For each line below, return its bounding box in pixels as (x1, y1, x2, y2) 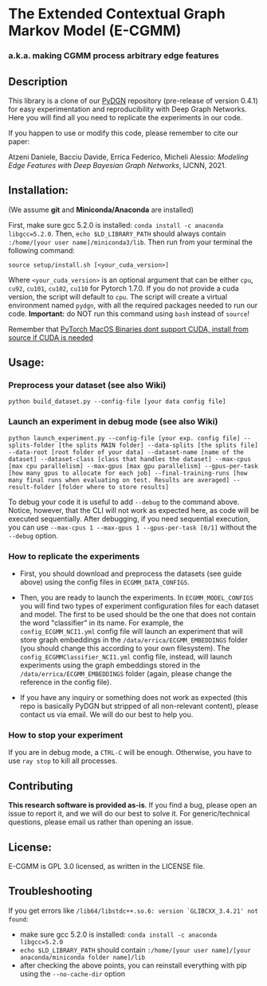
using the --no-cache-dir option (19, 968, 126, 978)
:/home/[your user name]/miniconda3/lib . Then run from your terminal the (8, 237, 253, 247)
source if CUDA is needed (8, 332, 94, 342)
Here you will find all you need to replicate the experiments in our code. (8, 112, 243, 122)
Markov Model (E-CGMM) (8, 22, 182, 40)
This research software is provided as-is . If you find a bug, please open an (8, 800, 257, 810)
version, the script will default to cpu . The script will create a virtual (8, 291, 228, 301)
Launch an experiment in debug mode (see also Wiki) (8, 416, 218, 427)
